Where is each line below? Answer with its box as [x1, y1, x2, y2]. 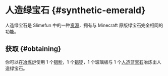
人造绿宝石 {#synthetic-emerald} [5, 5, 146, 16]
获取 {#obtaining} [5, 45, 62, 53]
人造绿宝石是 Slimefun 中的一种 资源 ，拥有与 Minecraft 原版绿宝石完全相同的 [5, 22, 163, 28]
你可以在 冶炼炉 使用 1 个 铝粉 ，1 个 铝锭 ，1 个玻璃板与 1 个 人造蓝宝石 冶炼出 [5, 59, 157, 65]
